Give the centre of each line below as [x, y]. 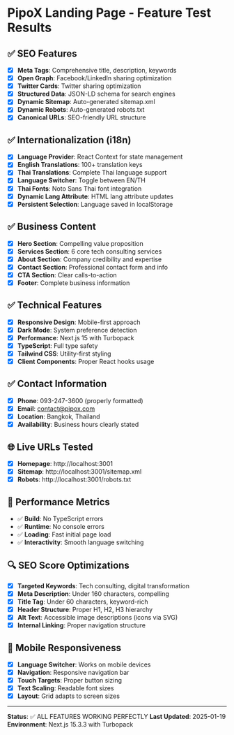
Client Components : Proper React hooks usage [86, 362]
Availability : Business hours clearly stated [78, 425]
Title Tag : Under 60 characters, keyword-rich [83, 602]
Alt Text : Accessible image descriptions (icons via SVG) [97, 617]
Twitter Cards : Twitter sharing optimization [79, 86]
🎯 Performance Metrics [58, 502]
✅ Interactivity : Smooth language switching [80, 542]
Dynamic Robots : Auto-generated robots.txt [81, 110]
